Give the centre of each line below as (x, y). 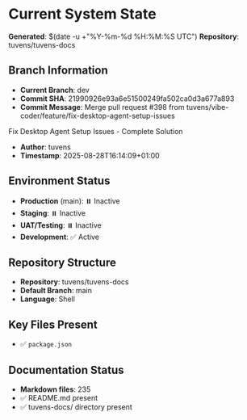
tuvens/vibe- (207, 107)
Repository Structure (63, 262)
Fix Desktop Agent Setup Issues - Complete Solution (96, 131)
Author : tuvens (45, 147)
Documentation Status (66, 370)
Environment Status (59, 181)
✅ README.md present (59, 398)
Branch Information (58, 71)
